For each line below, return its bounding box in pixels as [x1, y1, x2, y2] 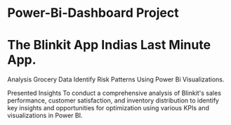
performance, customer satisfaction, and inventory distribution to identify [7, 96, 220, 105]
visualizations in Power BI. [7, 111, 83, 120]
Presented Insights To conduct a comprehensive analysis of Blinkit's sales [7, 89, 221, 98]
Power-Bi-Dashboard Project [7, 5, 179, 21]
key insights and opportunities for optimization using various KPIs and [7, 104, 209, 112]
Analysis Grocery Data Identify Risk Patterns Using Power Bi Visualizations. [7, 75, 225, 84]
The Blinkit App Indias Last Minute [7, 37, 211, 53]
